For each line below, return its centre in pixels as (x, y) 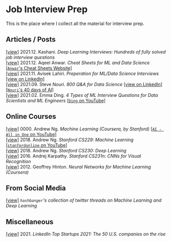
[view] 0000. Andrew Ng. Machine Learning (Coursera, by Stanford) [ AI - (84, 129)
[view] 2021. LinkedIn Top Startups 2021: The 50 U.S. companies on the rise (86, 234)
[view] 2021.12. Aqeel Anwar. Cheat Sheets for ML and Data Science (78, 63)
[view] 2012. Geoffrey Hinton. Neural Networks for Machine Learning (78, 167)
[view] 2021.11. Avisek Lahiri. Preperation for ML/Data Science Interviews (82, 73)
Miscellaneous (30, 222)
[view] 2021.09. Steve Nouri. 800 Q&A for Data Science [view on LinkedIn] (84, 84)
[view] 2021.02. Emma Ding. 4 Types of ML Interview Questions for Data (82, 95)
